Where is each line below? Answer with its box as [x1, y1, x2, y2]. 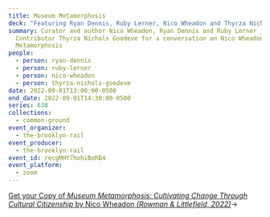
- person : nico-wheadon [15, 72, 95, 80]
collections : [8, 109, 52, 117]
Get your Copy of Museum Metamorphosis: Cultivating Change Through [8, 190, 247, 200]
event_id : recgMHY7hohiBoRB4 [8, 154, 106, 162]
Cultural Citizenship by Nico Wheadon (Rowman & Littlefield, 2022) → [8, 199, 239, 209]
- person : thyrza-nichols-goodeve [15, 79, 131, 87]
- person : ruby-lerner [15, 64, 92, 72]
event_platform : [8, 162, 63, 170]
